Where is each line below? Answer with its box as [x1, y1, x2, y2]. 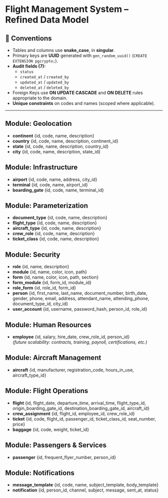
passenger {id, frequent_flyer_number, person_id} [12, 454, 116, 460]
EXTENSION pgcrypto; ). [12, 58, 58, 63]
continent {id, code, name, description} [12, 132, 94, 138]
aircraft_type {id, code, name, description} [12, 225, 101, 231]
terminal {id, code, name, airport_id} [12, 181, 88, 188]
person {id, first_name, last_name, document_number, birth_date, [12, 290, 147, 296]
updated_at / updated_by [19, 79, 69, 85]
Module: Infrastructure [5, 163, 78, 172]
